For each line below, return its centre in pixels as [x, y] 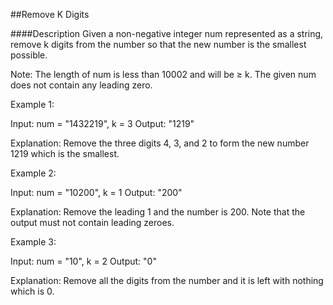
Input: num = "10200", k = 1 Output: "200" [96, 192]
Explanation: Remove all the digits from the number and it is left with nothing [167, 280]
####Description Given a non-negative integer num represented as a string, [167, 33]
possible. [29, 55]
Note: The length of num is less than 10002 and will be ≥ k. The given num [163, 74]
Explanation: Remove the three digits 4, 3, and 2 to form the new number [160, 143]
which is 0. [32, 291]
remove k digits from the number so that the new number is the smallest [158, 44]
